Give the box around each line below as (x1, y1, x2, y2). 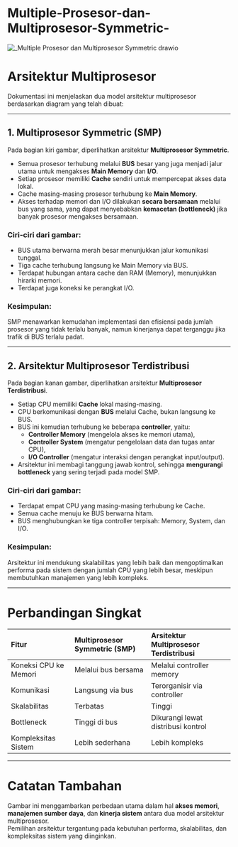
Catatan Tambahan (7, 777, 123, 794)
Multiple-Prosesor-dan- (7, 5, 151, 21)
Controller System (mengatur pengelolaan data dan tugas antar (28, 438, 215, 447)
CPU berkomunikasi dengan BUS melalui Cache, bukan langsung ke (17, 408, 216, 416)
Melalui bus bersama (74, 665, 144, 674)
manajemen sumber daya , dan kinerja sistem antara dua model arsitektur (7, 809, 225, 817)
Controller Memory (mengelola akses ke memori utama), (28, 430, 195, 439)
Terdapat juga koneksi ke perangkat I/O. (17, 283, 135, 292)
